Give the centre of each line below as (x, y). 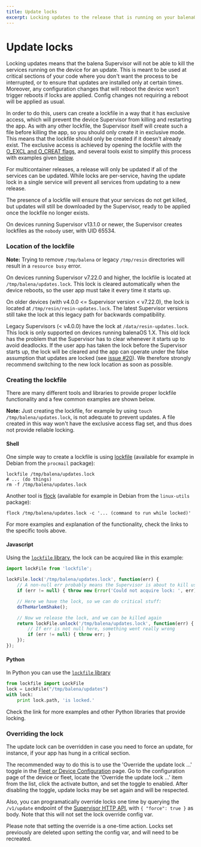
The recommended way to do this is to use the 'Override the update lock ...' (99, 764)
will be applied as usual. (36, 102)
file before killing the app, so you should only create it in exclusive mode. (96, 132)
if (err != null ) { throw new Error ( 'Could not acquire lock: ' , (100, 591)
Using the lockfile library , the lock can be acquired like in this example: (95, 558)
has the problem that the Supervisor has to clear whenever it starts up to (96, 338)
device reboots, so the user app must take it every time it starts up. (89, 290)
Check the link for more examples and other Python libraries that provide (96, 712)
